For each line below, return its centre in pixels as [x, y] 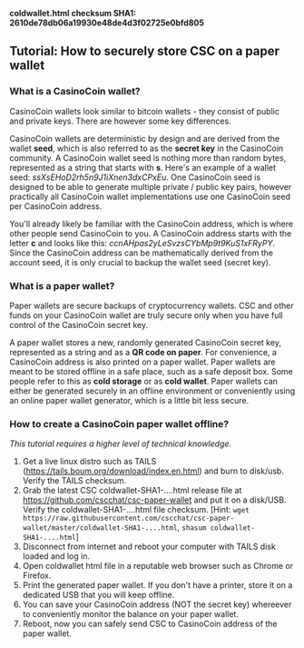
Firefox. [37, 575]
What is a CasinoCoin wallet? [75, 92]
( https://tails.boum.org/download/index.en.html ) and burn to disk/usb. [153, 471]
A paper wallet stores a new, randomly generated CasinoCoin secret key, [145, 342]
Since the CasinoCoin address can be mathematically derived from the [142, 253]
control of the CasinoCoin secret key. [79, 324]
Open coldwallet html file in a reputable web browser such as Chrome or [157, 566]
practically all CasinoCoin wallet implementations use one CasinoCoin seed [150, 196]
